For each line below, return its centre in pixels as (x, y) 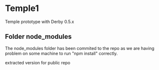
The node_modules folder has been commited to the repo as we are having (80, 48)
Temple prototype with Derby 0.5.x (40, 22)
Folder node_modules (38, 37)
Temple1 (22, 8)
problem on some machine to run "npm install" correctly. (61, 53)
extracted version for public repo (38, 62)
